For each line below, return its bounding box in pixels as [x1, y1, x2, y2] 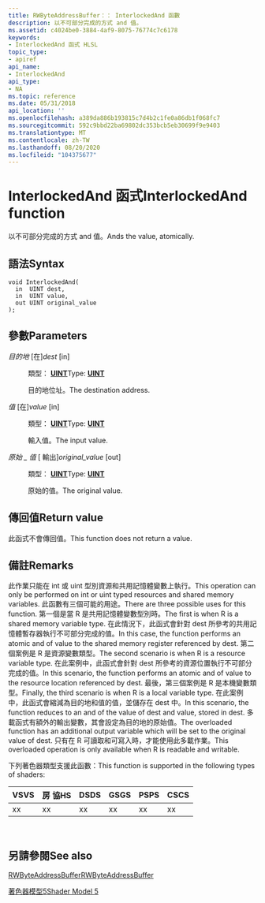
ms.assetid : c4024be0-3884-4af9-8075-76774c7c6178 [8, 26, 178, 34]
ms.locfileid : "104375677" [8, 151, 97, 159]
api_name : [8, 63, 41, 71]
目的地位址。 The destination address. [28, 385, 151, 394]
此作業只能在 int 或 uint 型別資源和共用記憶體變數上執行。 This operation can [8, 581, 256, 591]
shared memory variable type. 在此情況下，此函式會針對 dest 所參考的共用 [8, 619, 251, 629]
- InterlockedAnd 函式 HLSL [8, 41, 99, 49]
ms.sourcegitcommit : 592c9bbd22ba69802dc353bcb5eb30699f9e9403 [8, 121, 221, 129]
